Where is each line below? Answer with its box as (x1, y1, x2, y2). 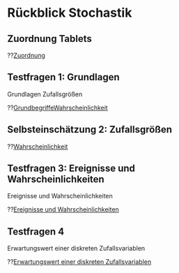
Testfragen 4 (7, 226, 65, 237)
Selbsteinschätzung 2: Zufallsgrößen (7, 124, 173, 135)
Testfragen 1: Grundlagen (7, 71, 120, 83)
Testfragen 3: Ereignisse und (7, 163, 136, 175)
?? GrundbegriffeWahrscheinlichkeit (7, 103, 108, 112)
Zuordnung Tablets (7, 33, 93, 45)
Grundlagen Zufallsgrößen (7, 89, 83, 98)
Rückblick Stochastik (7, 5, 132, 21)
